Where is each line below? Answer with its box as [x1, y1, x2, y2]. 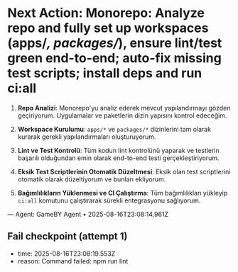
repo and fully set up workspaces [7, 20, 209, 36]
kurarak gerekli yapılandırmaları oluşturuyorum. [17, 132, 156, 141]
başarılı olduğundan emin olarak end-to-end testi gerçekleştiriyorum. [17, 154, 220, 162]
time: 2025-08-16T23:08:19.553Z [17, 249, 116, 258]
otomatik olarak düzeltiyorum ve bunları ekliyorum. [17, 175, 166, 183]
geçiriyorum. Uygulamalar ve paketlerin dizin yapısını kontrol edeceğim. [17, 111, 227, 120]
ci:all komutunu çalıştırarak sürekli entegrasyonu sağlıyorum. [17, 196, 201, 205]
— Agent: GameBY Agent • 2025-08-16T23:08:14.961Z [7, 210, 169, 218]
